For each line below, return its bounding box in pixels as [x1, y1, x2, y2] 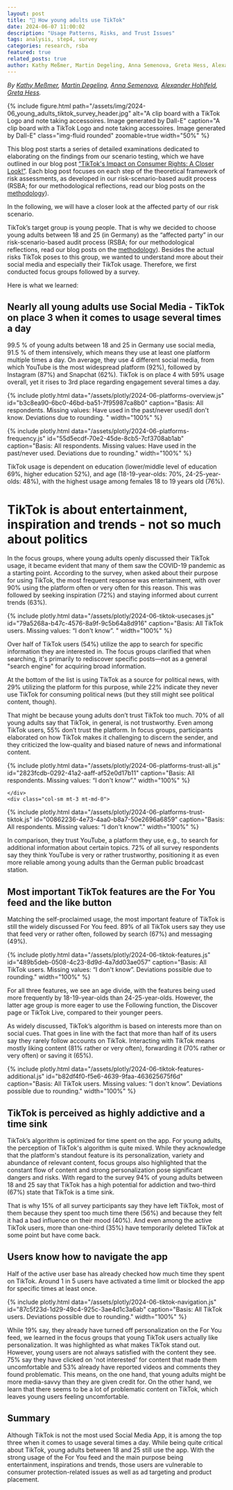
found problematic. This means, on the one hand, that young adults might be [7, 1370, 226, 1378]
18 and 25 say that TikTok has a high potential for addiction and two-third [7, 1181, 216, 1189]
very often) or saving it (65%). [7, 1051, 94, 1060]
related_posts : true [7, 56, 67, 62]
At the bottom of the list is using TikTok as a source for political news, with [7, 676, 220, 684]
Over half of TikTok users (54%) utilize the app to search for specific [7, 640, 203, 648]
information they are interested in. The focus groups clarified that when [7, 647, 212, 656]
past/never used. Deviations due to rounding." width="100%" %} [7, 449, 192, 458]
